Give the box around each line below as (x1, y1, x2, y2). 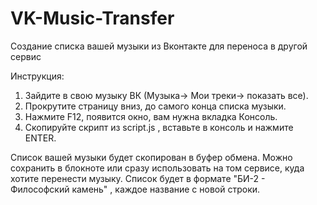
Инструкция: (10, 70, 65, 82)
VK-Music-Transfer (10, 7, 175, 30)
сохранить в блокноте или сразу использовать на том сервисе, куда (10, 162, 305, 174)
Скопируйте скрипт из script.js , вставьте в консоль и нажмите (24, 121, 294, 133)
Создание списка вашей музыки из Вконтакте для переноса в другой (10, 40, 308, 52)
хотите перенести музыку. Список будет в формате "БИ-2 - (10, 172, 266, 184)
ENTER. (24, 132, 57, 144)
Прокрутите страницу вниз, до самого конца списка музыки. (24, 100, 287, 112)
